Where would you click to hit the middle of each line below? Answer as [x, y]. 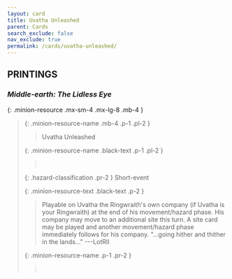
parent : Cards [28, 27]
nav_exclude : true [34, 40]
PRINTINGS [32, 74]
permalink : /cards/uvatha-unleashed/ [62, 46]
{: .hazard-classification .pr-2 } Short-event [87, 177]
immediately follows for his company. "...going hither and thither [133, 234]
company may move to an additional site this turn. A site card [130, 219]
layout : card [26, 14]
